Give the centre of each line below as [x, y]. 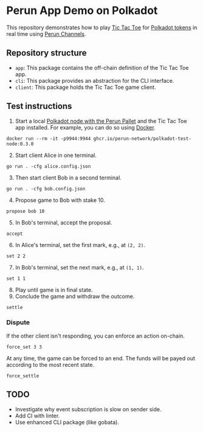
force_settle [23, 376]
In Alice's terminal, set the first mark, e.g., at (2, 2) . [80, 245]
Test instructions [39, 106]
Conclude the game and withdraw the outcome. [75, 296]
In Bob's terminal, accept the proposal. [64, 222]
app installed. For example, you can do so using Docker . [85, 127]
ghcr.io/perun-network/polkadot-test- [142, 138]
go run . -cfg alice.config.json [49, 166]
